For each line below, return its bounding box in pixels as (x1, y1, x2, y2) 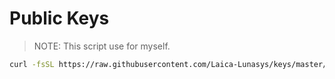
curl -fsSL (9, 59, 55, 69)
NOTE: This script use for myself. (33, 40, 171, 52)
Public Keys (9, 7, 110, 30)
